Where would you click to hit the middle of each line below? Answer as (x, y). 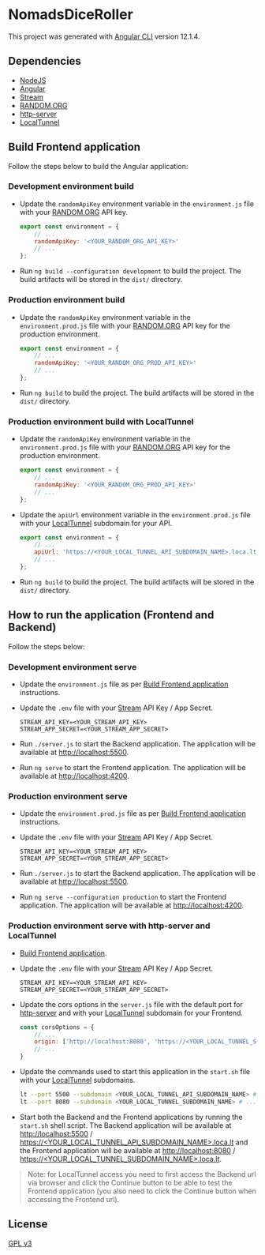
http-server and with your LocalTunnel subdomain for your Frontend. (131, 1013)
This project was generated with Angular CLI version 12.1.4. (104, 36)
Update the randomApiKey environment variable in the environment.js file (137, 204)
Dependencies (45, 61)
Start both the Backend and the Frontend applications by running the (131, 1117)
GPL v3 (20, 1243)
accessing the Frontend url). (73, 1199)
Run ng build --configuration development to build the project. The (131, 271)
